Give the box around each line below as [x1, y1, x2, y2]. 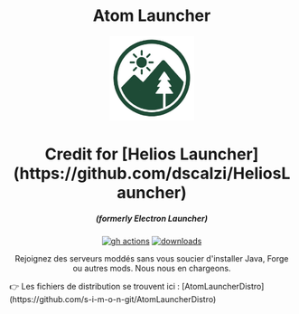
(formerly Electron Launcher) [95, 213, 209, 224]
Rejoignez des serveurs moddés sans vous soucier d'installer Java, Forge [14, 253, 289, 264]
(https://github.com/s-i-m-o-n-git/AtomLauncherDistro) [9, 294, 217, 305]
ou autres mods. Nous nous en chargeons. [72, 263, 231, 274]
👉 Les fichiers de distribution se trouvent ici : [9, 281, 181, 292]
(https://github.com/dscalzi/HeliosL [13, 164, 291, 184]
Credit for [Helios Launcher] [44, 144, 259, 165]
